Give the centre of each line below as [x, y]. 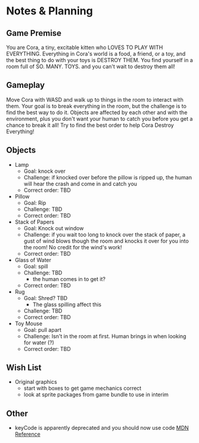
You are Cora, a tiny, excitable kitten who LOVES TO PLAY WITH [85, 47]
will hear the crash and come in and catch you [80, 184]
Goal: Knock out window [54, 228]
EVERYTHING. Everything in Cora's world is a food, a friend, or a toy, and [96, 54]
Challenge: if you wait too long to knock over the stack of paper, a [105, 234]
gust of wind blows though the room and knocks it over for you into [106, 241]
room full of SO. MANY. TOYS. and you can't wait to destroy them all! [91, 66]
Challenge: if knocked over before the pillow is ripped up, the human [108, 177]
